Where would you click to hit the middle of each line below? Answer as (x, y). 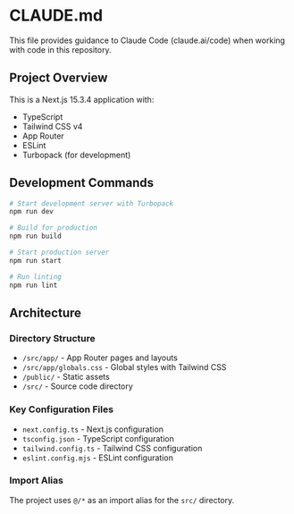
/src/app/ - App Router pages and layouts (100, 358)
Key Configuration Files (62, 409)
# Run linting (36, 277)
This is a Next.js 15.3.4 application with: (82, 99)
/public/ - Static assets (66, 377)
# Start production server (59, 253)
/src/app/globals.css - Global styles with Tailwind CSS (124, 367)
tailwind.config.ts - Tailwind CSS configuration (112, 448)
